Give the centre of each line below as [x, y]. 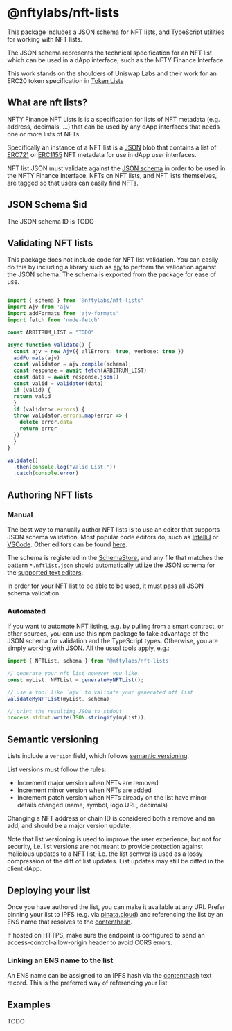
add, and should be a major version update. [69, 826]
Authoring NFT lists [50, 495]
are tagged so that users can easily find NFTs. [73, 183]
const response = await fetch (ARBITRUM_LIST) [80, 371]
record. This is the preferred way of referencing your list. [88, 983]
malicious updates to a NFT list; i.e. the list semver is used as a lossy [105, 854]
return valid [32, 396]
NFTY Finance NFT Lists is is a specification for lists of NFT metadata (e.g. [114, 119]
